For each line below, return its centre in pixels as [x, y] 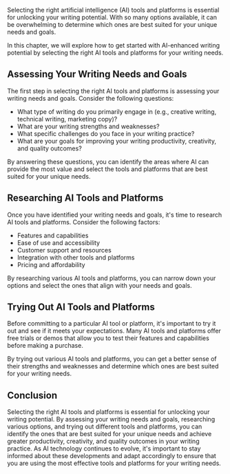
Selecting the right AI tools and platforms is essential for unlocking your [108, 412]
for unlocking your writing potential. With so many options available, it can [112, 17]
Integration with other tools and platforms [76, 257]
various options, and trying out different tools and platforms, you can [105, 426]
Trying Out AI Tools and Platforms [81, 307]
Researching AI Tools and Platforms [85, 198]
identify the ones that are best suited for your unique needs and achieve [109, 434]
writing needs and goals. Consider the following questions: [91, 98]
